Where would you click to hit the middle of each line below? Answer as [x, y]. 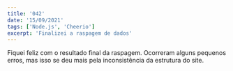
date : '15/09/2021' [36, 20]
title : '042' [26, 14]
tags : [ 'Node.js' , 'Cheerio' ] [51, 26]
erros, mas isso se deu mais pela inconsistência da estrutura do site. [106, 61]
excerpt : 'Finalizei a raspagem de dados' [70, 33]
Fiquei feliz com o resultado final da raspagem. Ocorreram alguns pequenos [117, 53]
